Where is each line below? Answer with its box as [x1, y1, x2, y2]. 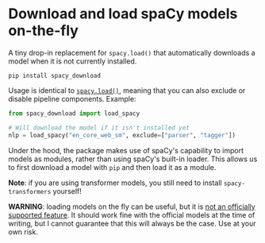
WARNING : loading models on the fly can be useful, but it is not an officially [8, 202, 255, 211]
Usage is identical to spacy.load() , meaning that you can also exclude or [8, 85, 246, 95]
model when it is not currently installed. [8, 56, 137, 66]
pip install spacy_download [8, 71, 102, 79]
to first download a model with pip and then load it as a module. [8, 162, 217, 172]
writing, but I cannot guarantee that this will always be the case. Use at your [8, 218, 256, 228]
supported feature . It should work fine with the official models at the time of [8, 210, 255, 219]
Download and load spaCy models [8, 5, 238, 23]
